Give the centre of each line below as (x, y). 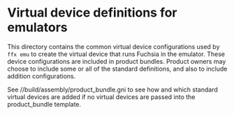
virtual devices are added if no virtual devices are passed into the (101, 97)
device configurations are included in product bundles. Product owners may (117, 61)
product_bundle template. (44, 104)
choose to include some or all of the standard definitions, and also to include (117, 69)
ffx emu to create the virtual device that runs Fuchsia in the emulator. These (116, 54)
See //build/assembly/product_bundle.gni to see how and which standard (112, 89)
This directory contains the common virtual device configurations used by (114, 46)
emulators (37, 27)
